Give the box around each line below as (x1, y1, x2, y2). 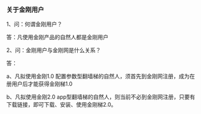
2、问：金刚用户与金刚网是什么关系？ (6, 47, 101, 54)
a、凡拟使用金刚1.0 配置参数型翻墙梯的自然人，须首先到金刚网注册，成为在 (6, 72, 195, 80)
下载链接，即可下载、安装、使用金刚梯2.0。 (6, 101, 117, 108)
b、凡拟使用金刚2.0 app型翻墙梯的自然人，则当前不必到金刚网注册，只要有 (6, 93, 195, 101)
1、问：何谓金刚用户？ (6, 20, 63, 28)
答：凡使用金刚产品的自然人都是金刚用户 (6, 34, 108, 41)
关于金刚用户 (6, 5, 45, 13)
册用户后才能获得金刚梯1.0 (6, 80, 73, 88)
